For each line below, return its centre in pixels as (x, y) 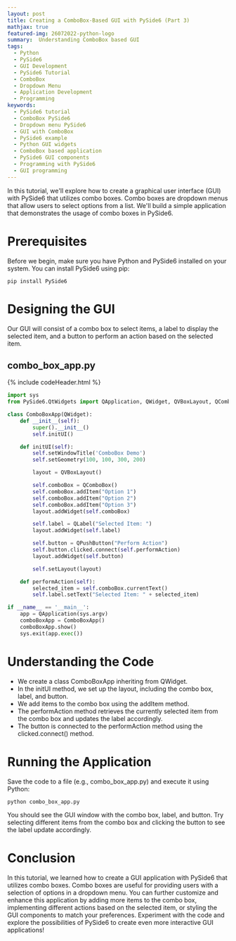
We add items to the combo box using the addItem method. (103, 703)
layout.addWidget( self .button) (78, 556)
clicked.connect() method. (55, 733)
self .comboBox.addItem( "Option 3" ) (85, 505)
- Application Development (53, 92)
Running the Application (79, 761)
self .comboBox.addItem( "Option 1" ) (85, 492)
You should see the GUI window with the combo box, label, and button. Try (116, 815)
